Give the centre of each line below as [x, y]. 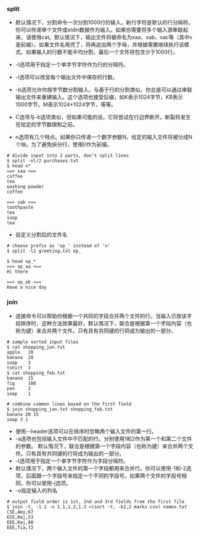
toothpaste [20, 208]
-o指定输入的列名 [36, 490]
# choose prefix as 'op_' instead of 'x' [59, 246]
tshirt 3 [19, 368]
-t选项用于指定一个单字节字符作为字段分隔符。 [72, 461]
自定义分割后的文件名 [41, 235]
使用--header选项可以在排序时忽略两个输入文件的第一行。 [86, 431]
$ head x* [19, 166]
